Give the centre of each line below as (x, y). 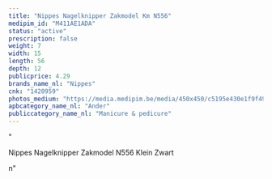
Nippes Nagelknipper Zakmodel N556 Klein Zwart (91, 152)
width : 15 (25, 53)
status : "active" (38, 31)
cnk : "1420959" (34, 91)
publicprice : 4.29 (39, 76)
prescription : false (43, 38)
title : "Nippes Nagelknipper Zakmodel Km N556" (90, 16)
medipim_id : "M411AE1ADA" (52, 23)
